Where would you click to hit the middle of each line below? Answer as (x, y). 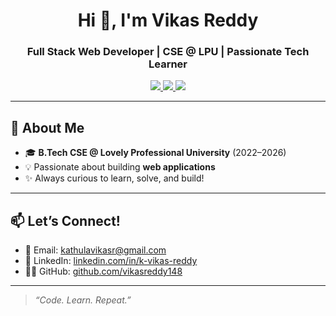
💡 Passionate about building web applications (120, 167)
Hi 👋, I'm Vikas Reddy (168, 20)
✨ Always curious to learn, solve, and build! (114, 178)
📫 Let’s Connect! (65, 220)
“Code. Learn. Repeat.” (83, 300)
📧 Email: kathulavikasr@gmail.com (95, 250)
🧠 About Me (47, 127)
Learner (168, 64)
